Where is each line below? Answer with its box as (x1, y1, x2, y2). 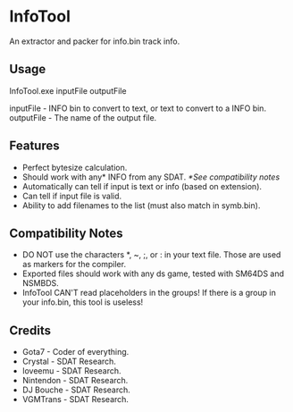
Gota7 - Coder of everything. (21, 347, 130, 357)
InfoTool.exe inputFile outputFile (9, 85, 127, 96)
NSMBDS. (21, 278, 60, 289)
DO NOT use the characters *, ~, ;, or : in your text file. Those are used (21, 249, 281, 260)
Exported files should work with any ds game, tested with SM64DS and (21, 268, 284, 279)
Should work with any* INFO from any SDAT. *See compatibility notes (21, 172, 280, 182)
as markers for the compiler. (21, 259, 127, 270)
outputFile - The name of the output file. (9, 112, 157, 122)
